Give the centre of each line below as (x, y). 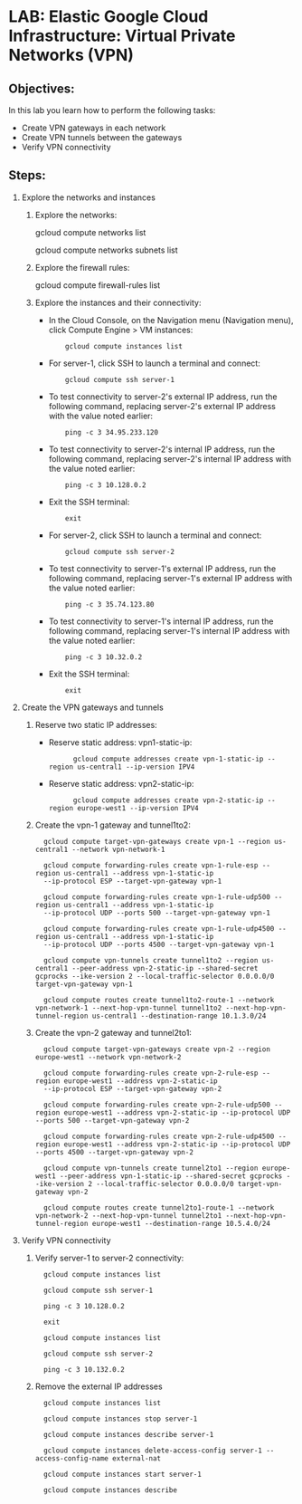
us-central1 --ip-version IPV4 (136, 767)
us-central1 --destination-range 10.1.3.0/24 (179, 1016)
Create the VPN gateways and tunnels (92, 707)
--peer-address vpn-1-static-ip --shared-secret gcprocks (171, 1176)
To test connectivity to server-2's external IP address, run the (163, 397)
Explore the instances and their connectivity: (118, 302)
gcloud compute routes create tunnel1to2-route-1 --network (159, 1000)
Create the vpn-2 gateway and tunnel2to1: (113, 1032)
